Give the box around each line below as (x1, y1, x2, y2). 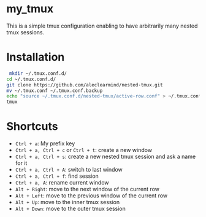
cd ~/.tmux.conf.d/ (6, 76, 56, 82)
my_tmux (6, 2, 54, 16)
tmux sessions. (6, 28, 45, 36)
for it (15, 159, 28, 167)
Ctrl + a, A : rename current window (15, 179, 109, 186)
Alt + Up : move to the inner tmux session (15, 199, 120, 206)
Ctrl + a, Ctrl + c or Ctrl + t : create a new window (15, 147, 152, 154)
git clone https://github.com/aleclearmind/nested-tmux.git (6, 82, 164, 88)
